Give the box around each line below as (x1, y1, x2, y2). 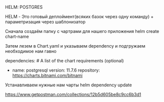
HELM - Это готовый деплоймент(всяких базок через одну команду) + (5, 14, 154, 19)
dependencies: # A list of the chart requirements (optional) (5, 58, 124, 63)
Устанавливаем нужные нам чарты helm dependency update (5, 82, 132, 88)
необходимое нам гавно (5, 49, 57, 54)
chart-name (5, 34, 29, 39)
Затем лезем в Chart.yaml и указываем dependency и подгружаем (5, 43, 146, 49)
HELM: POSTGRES (5, 4, 43, 10)
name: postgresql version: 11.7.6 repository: (12, 67, 100, 73)
